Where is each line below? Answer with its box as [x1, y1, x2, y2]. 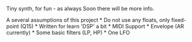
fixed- [171, 17, 187, 23]
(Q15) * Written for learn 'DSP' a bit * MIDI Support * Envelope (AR [20, 23, 185, 30]
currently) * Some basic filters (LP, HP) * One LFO [6, 29, 131, 36]
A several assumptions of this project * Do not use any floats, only [6, 17, 170, 23]
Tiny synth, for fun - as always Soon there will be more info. [6, 5, 155, 12]
